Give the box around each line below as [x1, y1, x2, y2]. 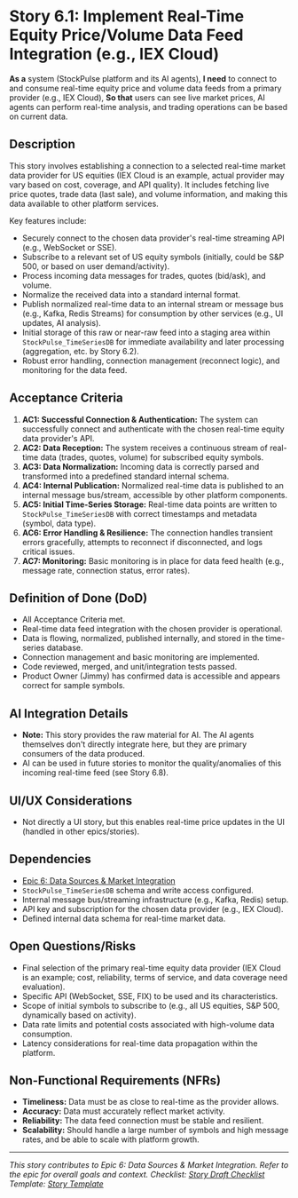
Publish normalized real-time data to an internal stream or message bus [21, 298, 284, 309]
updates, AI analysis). [21, 317, 102, 328]
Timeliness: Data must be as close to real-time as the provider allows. [21, 1097, 279, 1107]
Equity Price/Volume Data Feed [9, 25, 244, 45]
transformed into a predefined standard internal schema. [21, 471, 230, 481]
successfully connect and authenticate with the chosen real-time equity [21, 424, 286, 434]
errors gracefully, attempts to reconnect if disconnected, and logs [21, 536, 263, 547]
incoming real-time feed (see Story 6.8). [21, 767, 169, 778]
